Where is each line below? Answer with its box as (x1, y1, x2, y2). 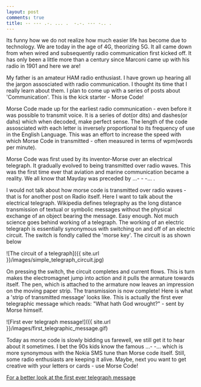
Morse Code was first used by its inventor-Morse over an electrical (6, 156, 173, 163)
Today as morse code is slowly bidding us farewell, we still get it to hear (6, 337, 185, 344)
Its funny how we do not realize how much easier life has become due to (6, 37, 187, 44)
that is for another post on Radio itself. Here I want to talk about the (6, 193, 173, 200)
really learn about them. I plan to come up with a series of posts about (6, 87, 180, 94)
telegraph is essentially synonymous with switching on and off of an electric (6, 225, 196, 233)
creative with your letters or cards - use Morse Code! (6, 362, 139, 369)
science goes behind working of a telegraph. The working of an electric (6, 219, 184, 226)
